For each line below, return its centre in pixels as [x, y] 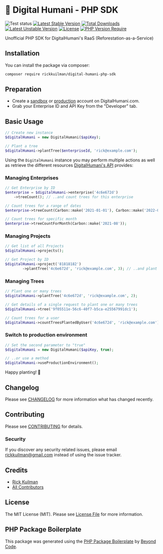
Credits [16, 470]
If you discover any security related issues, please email [61, 450]
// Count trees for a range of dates [43, 206]
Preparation [23, 89]
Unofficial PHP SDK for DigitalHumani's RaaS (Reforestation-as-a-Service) [79, 38]
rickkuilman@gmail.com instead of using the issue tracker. [63, 455]
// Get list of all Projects [34, 246]
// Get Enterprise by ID [30, 188]
